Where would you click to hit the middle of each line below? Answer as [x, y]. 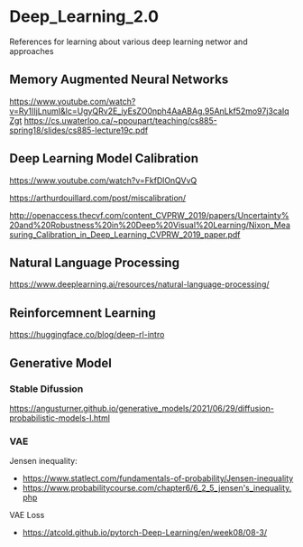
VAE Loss [27, 515]
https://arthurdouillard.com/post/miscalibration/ [98, 198]
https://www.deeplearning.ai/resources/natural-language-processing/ [139, 284]
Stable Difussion [46, 388]
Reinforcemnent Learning [83, 313]
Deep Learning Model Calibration [104, 158]
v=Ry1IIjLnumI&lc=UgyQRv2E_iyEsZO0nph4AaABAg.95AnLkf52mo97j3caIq [150, 111]
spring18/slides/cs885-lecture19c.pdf [79, 130]
